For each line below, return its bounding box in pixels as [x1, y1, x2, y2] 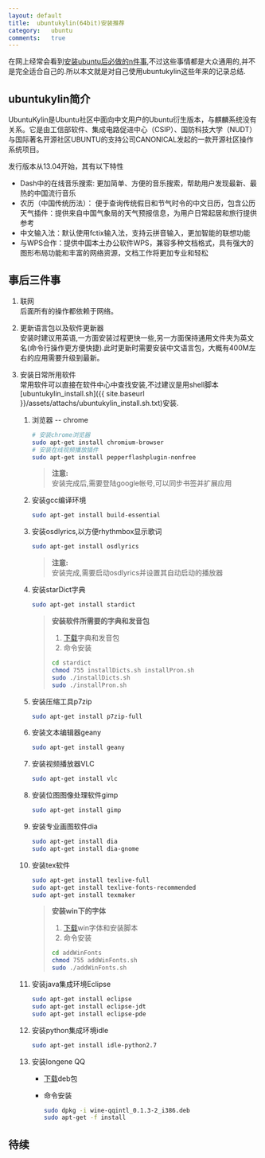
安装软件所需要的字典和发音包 [51, 616, 150, 626]
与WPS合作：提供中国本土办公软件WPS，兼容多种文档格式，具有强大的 [19, 238, 255, 248]
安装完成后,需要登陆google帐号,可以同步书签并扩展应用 [51, 478, 232, 488]
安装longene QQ [31, 1056, 86, 1066]
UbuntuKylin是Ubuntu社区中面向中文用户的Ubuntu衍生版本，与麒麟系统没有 [8, 115, 257, 124]
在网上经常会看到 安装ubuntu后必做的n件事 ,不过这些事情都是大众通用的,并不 [8, 57, 256, 66]
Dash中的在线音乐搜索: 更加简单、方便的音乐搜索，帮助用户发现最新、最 [19, 178, 257, 188]
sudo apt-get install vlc [31, 775, 118, 783]
